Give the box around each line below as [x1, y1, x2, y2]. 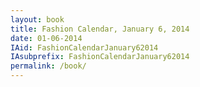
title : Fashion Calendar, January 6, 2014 [10, 24, 190, 34]
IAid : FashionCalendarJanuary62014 [10, 42, 159, 53]
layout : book [10, 14, 65, 25]
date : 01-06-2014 [10, 33, 83, 43]
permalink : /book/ [10, 61, 87, 71]
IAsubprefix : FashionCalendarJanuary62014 [10, 52, 190, 62]
